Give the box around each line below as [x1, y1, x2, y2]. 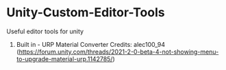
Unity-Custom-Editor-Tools [6, 5, 165, 20]
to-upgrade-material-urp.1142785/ [16, 54, 113, 63]
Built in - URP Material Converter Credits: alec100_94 [16, 40, 166, 48]
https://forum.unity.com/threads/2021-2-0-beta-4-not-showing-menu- [18, 48, 219, 56]
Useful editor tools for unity [6, 27, 84, 35]
